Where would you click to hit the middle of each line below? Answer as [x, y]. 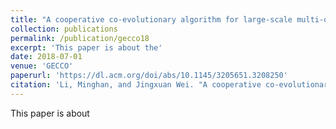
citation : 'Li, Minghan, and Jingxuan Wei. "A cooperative [136, 85]
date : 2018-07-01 [46, 57]
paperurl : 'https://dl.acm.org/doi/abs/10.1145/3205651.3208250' [149, 76]
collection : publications [64, 29]
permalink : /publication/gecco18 [80, 38]
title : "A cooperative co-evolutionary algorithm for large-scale [151, 19]
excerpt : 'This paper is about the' [86, 47]
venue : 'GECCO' [42, 66]
